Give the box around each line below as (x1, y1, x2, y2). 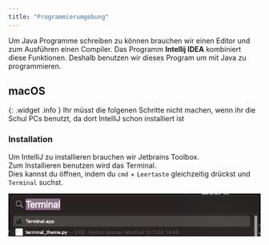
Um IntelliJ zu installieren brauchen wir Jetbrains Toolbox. (8, 152, 200, 161)
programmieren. (8, 61, 62, 71)
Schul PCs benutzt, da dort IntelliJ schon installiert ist (8, 114, 185, 124)
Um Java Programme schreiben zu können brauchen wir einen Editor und (8, 36, 251, 45)
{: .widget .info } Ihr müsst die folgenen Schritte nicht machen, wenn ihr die (8, 105, 256, 115)
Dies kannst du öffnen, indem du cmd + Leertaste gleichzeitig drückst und (8, 168, 251, 179)
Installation (8, 134, 54, 145)
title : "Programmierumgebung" (8, 13, 110, 21)
